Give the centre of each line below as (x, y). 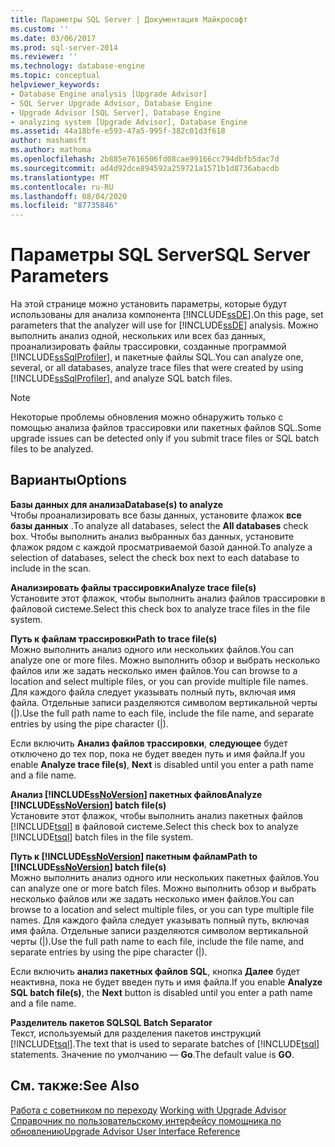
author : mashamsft (48, 141)
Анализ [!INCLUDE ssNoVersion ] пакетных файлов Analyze (136, 794)
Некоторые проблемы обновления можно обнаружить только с (147, 417)
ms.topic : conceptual (55, 76)
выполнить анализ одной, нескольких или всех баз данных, (138, 336)
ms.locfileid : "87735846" (64, 206)
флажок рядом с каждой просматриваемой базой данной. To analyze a (161, 547)
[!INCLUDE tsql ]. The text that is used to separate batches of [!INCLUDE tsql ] (165, 1043)
